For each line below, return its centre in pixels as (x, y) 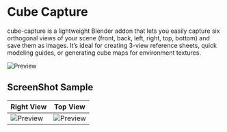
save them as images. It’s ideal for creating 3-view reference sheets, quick (112, 45)
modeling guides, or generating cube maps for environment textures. (104, 53)
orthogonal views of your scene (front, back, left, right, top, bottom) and (109, 38)
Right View (29, 107)
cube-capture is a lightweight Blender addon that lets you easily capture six (113, 31)
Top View (69, 107)
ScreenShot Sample (50, 87)
